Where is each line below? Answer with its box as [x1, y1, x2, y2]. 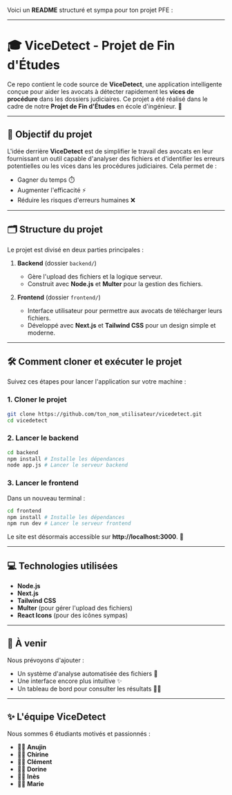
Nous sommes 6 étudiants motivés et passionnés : [7, 729, 151, 738]
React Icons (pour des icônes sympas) [17, 611, 128, 619]
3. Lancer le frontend [7, 478, 79, 488]
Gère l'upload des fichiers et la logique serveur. [27, 272, 163, 281]
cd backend [7, 449, 39, 456]
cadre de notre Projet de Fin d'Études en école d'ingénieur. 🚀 [7, 102, 183, 110]
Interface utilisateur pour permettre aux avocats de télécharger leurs [27, 306, 222, 315]
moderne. [27, 328, 55, 337]
